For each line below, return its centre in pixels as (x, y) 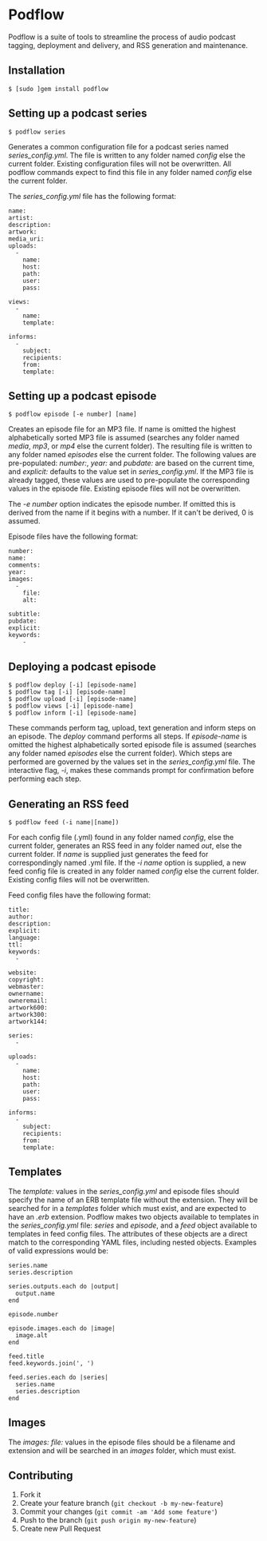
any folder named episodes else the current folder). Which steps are (120, 754)
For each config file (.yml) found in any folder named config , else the (121, 837)
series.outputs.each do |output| (64, 1286)
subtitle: (25, 614)
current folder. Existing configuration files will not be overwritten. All (120, 163)
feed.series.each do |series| (59, 1377)
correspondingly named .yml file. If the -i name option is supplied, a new (128, 862)
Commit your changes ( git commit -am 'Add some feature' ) (118, 1511)
